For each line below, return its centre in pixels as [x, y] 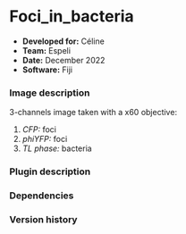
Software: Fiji [47, 70]
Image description [50, 93]
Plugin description [50, 171]
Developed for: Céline [63, 41]
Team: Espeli [46, 50]
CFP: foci [39, 130]
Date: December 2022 [63, 60]
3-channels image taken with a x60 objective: [93, 113]
